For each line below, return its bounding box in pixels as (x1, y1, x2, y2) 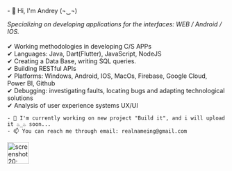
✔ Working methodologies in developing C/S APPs (7, 42, 151, 50)
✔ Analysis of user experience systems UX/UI (7, 101, 139, 109)
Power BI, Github (7, 79, 56, 87)
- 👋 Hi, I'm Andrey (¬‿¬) (7, 7, 78, 15)
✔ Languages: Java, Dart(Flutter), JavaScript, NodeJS (7, 49, 162, 58)
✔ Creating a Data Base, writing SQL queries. (7, 57, 137, 65)
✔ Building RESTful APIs (7, 65, 76, 72)
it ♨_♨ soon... (7, 121, 51, 128)
